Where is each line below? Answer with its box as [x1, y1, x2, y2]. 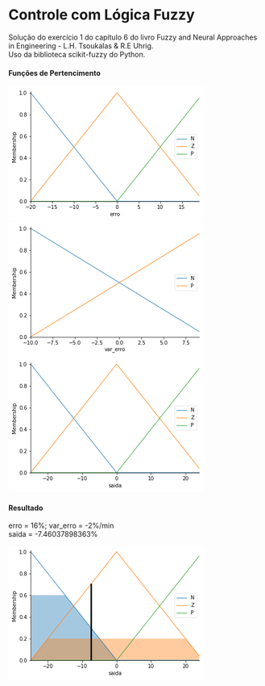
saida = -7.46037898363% [8, 529, 98, 539]
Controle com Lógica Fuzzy [8, 6, 195, 24]
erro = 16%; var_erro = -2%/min [8, 521, 114, 530]
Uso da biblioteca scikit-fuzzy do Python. [8, 49, 146, 59]
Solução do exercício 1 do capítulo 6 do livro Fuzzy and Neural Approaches [8, 32, 258, 42]
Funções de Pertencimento [8, 68, 101, 77]
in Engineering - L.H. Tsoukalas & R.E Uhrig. [8, 40, 154, 50]
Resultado [8, 503, 43, 512]
